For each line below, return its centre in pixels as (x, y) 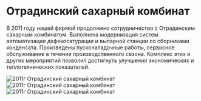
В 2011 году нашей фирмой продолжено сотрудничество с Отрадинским (101, 28)
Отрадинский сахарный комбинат (98, 11)
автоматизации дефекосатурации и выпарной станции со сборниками (98, 41)
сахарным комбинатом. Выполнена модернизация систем (82, 34)
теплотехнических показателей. (48, 67)
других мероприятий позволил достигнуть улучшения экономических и (100, 60)
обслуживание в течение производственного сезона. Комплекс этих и (98, 54)
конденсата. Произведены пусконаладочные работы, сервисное (90, 47)
